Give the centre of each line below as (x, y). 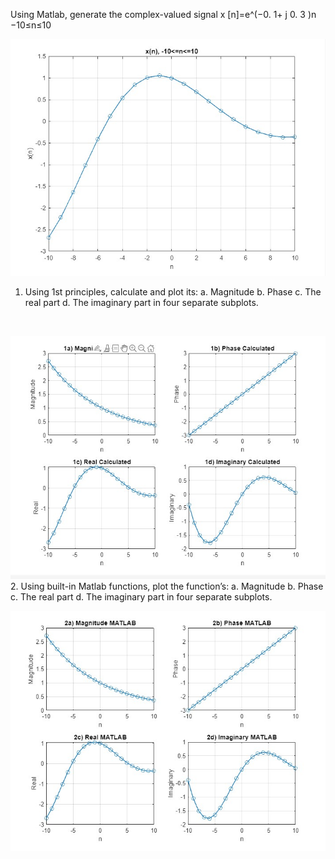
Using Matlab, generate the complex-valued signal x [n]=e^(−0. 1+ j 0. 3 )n (163, 14)
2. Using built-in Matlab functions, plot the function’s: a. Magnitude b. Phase (167, 586)
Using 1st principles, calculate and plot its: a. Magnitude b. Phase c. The (173, 291)
